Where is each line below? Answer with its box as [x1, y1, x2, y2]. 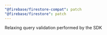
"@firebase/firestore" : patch [4, 12, 67, 16]
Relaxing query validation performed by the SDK [4, 24, 103, 30]
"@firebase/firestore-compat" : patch [4, 7, 82, 12]
